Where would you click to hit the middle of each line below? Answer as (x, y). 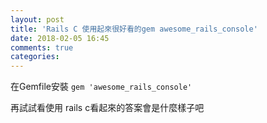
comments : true (42, 47)
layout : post (37, 19)
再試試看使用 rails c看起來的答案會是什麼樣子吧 (107, 108)
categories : (35, 57)
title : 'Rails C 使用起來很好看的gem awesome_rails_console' (134, 29)
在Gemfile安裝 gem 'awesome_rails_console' (101, 87)
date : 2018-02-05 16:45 (60, 38)
